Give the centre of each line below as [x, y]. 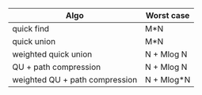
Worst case [168, 15]
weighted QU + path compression [75, 80]
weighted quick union [52, 54]
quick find [31, 29]
